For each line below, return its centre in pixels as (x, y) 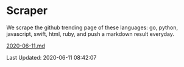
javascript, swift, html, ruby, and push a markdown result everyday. (90, 33)
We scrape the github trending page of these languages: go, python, (92, 27)
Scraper (27, 11)
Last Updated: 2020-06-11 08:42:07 (51, 57)
